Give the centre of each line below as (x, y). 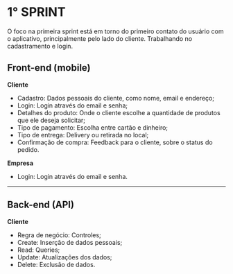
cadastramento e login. (40, 46)
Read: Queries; (38, 250)
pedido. (28, 149)
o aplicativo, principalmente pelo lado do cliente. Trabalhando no (100, 38)
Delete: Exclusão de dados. (56, 264)
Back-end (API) (41, 205)
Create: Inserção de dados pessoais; (70, 242)
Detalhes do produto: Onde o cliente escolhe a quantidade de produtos (119, 112)
